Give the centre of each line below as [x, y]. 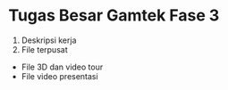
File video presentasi [60, 76]
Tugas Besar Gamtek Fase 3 [114, 16]
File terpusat [44, 49]
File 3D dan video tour [62, 67]
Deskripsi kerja [49, 40]
